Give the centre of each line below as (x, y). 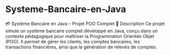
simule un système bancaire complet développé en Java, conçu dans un (81, 31)
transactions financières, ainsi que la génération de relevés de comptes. (81, 47)
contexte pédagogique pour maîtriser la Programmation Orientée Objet (80, 36)
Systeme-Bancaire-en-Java (66, 9)
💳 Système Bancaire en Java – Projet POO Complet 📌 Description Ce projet (85, 23)
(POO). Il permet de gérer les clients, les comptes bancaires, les (73, 41)
